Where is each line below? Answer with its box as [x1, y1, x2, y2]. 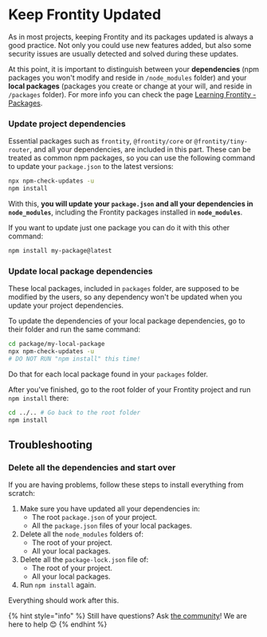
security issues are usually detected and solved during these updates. [8, 49, 239, 58]
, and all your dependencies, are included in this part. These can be [29, 145, 251, 155]
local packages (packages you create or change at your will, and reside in [8, 81, 253, 91]
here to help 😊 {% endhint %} [8, 619, 108, 629]
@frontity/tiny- [194, 138, 249, 146]
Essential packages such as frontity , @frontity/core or [8, 136, 193, 146]
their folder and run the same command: [8, 324, 141, 334]
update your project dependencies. [8, 301, 124, 310]
